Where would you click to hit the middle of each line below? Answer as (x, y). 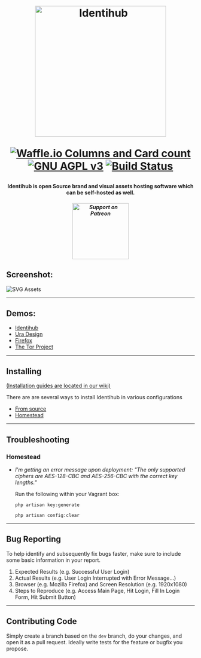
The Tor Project (34, 347)
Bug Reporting (34, 539)
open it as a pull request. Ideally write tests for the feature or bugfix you (95, 642)
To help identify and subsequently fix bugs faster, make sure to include (94, 553)
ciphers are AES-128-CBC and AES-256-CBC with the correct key (96, 476)
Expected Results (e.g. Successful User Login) (72, 571)
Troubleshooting (38, 440)
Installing (24, 371)
